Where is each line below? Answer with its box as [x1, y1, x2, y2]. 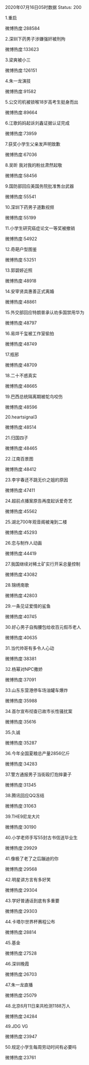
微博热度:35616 [5, 719, 37, 724]
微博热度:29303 [5, 908, 38, 914]
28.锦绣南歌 [5, 582, 29, 588]
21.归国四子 [5, 435, 29, 441]
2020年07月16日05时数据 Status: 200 [5, 4, 82, 10]
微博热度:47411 [5, 487, 36, 493]
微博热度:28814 [5, 929, 37, 935]
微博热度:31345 [5, 782, 37, 788]
